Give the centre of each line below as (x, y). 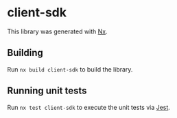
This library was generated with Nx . (57, 31)
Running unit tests (47, 91)
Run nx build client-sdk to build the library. (70, 69)
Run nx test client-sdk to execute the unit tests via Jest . (88, 107)
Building (25, 53)
